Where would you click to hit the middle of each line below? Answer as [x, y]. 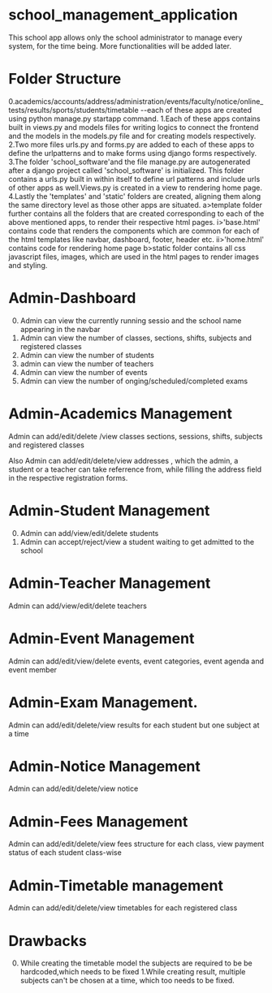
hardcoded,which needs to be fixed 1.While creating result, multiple [133, 972]
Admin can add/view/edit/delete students [89, 533]
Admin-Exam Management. [103, 702]
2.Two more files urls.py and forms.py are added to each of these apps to [131, 145]
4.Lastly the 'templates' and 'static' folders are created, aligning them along [135, 196]
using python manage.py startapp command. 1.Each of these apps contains [135, 119]
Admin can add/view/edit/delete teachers [78, 606]
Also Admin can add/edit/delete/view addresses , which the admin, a [123, 460]
